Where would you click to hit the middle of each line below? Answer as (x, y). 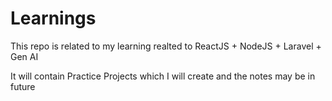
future (23, 86)
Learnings (53, 18)
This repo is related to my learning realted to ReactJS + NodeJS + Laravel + (166, 46)
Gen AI (24, 56)
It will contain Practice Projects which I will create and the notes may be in (163, 76)
